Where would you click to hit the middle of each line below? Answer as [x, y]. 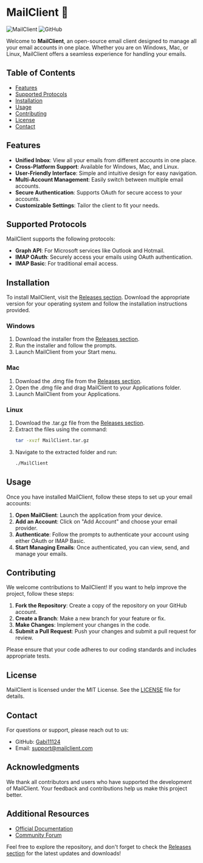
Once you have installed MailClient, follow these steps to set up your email [99, 497]
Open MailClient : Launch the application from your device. [89, 515]
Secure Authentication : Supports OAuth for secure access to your [98, 192]
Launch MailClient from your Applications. [67, 394]
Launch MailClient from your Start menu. [66, 352]
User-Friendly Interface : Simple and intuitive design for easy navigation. [106, 173]
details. [15, 696]
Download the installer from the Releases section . [77, 339]
